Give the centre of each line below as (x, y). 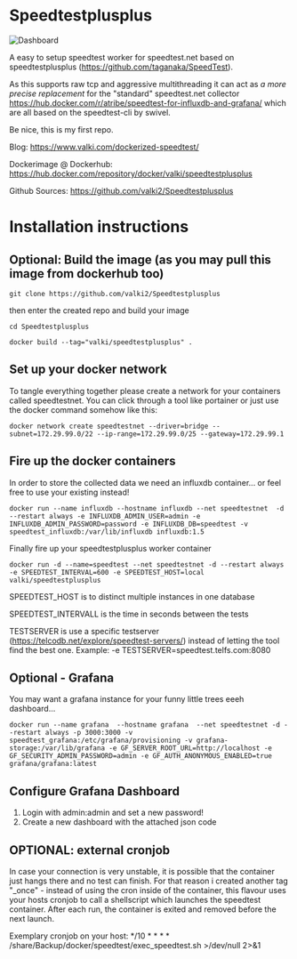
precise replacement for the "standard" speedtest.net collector (124, 93)
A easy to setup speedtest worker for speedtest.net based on (122, 57)
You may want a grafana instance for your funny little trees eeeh (127, 699)
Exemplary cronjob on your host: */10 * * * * (90, 936)
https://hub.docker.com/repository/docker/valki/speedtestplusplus (131, 173)
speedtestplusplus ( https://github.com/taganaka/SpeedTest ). (121, 67)
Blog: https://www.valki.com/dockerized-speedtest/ (104, 147)
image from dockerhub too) (87, 274)
